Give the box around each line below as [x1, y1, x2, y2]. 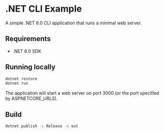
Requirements [5, 35, 51, 43]
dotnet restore [5, 76, 38, 81]
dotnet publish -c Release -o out [5, 124, 79, 129]
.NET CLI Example [5, 3, 82, 15]
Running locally [5, 63, 56, 72]
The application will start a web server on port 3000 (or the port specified [5, 90, 159, 96]
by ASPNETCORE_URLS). [5, 95, 58, 102]
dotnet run [5, 81, 28, 86]
